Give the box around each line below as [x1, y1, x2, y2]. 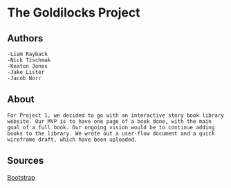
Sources [7, 155, 44, 167]
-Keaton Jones [7, 63, 48, 70]
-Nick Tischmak [7, 57, 51, 64]
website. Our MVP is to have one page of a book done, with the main [7, 117, 212, 125]
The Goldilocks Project [7, 5, 140, 21]
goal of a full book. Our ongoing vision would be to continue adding [7, 124, 215, 131]
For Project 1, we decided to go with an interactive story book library [7, 112, 225, 119]
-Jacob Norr [7, 75, 41, 82]
